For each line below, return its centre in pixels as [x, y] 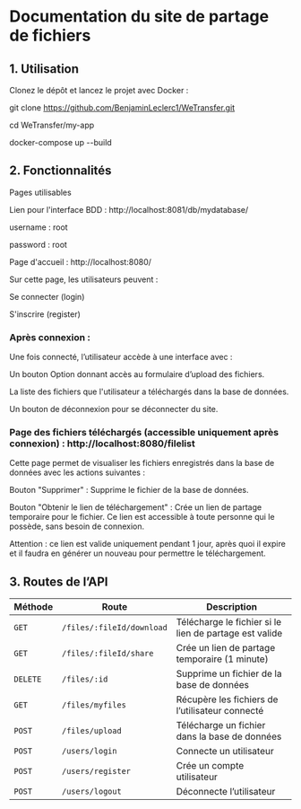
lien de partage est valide [229, 633]
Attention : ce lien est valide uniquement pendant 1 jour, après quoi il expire [148, 544]
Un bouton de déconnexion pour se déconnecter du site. [114, 409]
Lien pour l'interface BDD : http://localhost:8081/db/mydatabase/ [129, 209]
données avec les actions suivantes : [77, 472]
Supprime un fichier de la [229, 673]
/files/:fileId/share [107, 654]
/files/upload [92, 731]
